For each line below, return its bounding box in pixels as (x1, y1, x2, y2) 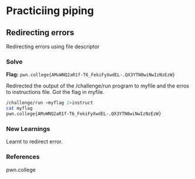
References (6, 153, 40, 161)
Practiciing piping (6, 4, 94, 18)
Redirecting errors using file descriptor (6, 43, 100, 50)
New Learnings (6, 124, 51, 133)
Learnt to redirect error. (6, 138, 63, 145)
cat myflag (6, 106, 33, 112)
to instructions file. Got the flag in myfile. (6, 89, 105, 96)
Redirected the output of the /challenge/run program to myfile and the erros (6, 82, 190, 89)
